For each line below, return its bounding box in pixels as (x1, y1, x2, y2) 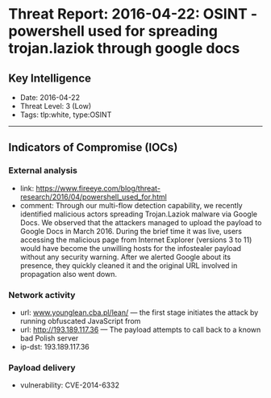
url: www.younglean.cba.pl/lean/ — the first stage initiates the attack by (19, 308, 259, 317)
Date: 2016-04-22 (19, 93, 81, 102)
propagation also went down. (19, 269, 117, 279)
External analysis (8, 165, 78, 176)
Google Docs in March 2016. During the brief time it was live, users (19, 226, 243, 236)
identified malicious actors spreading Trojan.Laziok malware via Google (19, 209, 258, 219)
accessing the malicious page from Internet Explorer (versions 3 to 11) (19, 235, 252, 245)
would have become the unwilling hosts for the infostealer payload (19, 243, 242, 253)
